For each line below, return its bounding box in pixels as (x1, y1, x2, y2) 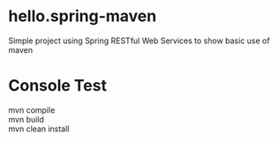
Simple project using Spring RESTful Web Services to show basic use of (8, 35, 270, 46)
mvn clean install (8, 123, 70, 134)
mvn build (8, 114, 45, 124)
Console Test (8, 76, 108, 96)
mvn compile (8, 104, 56, 115)
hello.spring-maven (8, 6, 157, 26)
